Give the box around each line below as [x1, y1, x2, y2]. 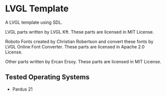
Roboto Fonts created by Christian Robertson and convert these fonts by [5, 38, 154, 45]
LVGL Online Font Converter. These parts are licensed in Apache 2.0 [5, 44, 145, 49]
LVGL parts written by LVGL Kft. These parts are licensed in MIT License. [5, 29, 154, 35]
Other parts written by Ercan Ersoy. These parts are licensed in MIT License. [5, 58, 162, 64]
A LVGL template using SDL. [5, 19, 63, 25]
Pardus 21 [12, 86, 33, 92]
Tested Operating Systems [5, 73, 90, 82]
